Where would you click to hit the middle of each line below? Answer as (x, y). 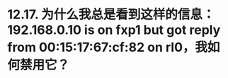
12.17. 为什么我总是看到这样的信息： (111, 15)
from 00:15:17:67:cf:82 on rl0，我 (107, 48)
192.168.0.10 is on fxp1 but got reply (114, 30)
